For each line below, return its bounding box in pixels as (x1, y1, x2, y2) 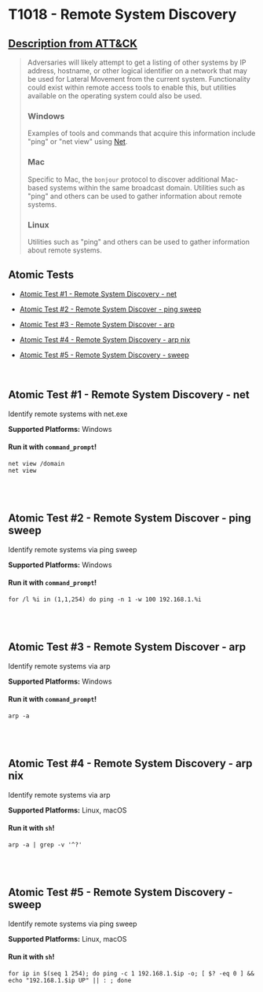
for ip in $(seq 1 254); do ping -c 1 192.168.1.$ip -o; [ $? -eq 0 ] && (8, 969, 255, 977)
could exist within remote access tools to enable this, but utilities (27, 83, 237, 92)
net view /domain (8, 459, 65, 467)
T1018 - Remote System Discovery (8, 6, 237, 24)
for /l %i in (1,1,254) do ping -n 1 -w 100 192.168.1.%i (8, 596, 202, 603)
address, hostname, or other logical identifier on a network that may (27, 66, 247, 76)
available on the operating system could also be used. (27, 91, 203, 100)
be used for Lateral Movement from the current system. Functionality (27, 75, 251, 83)
